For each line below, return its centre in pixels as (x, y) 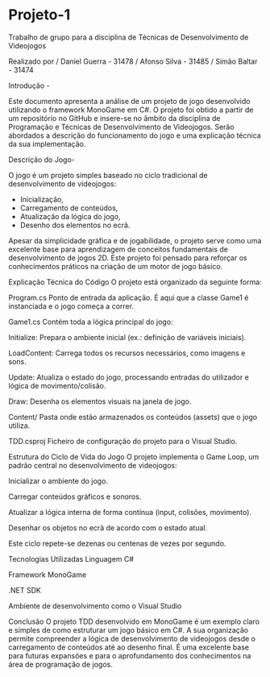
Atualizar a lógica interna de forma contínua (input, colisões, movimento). (130, 512)
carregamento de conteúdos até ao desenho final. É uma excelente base (129, 647)
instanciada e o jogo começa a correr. (71, 306)
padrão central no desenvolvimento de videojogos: (93, 465)
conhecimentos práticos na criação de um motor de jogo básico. (116, 266)
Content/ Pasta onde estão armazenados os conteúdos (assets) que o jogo (133, 417)
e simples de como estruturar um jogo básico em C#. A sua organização (129, 629)
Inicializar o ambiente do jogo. (58, 480)
